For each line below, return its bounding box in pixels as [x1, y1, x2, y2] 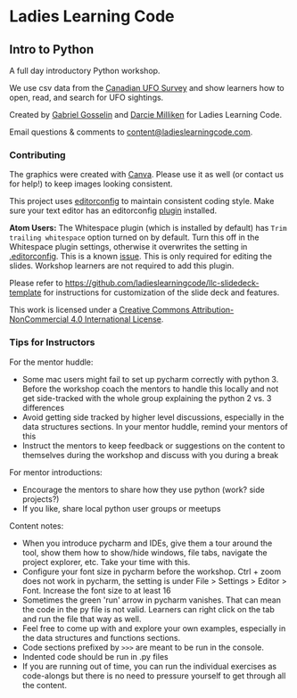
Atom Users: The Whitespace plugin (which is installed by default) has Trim [9, 223, 287, 234]
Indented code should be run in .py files [21, 651, 169, 661]
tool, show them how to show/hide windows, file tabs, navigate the [21, 546, 268, 558]
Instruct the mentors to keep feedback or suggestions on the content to [21, 439, 285, 451]
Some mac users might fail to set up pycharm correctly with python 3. [21, 374, 279, 384]
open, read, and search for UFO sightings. [9, 92, 164, 103]
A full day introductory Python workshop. [9, 65, 161, 76]
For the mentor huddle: [9, 357, 94, 367]
